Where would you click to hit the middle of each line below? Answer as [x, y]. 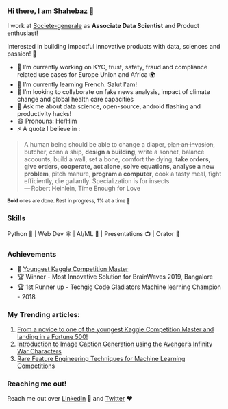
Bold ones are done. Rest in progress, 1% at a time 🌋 [69, 201]
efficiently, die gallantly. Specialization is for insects [97, 181]
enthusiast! [23, 33]
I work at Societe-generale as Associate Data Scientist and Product [103, 26]
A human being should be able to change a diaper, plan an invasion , [119, 145]
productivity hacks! [44, 114]
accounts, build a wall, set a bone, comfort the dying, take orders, [117, 159]
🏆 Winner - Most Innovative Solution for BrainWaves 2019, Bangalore [115, 277]
